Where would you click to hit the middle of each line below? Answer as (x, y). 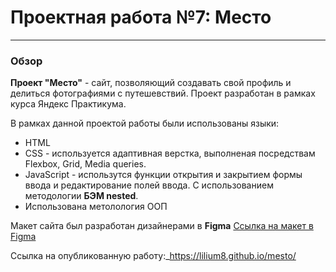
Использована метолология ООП (96, 207)
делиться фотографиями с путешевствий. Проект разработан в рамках (163, 93)
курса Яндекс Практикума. (68, 104)
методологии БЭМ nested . (81, 196)
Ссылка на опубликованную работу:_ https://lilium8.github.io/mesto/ (153, 256)
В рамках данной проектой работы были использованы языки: (145, 123)
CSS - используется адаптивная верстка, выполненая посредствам (170, 153)
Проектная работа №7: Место (141, 17)
